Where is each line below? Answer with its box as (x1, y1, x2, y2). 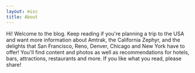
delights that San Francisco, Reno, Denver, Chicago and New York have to (6, 42, 185, 50)
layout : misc (6, 8, 38, 15)
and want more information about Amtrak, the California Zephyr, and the (6, 36, 180, 43)
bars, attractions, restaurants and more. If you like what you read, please (6, 55, 182, 62)
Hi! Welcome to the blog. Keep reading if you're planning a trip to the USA (6, 30, 184, 37)
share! (6, 61, 22, 68)
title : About (6, 14, 38, 20)
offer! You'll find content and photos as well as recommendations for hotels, (6, 48, 190, 55)
